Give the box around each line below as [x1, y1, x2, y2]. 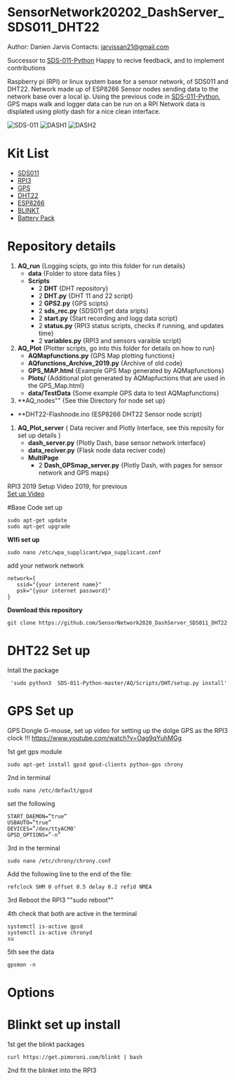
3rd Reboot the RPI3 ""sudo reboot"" [7, 896, 114, 904]
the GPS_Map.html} [27, 381, 85, 389]
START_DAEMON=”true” [7, 812, 68, 820]
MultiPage [27, 453, 59, 462]
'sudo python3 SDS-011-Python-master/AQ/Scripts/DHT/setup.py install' [10, 679, 228, 686]
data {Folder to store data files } [27, 269, 121, 277]
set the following [7, 799, 55, 808]
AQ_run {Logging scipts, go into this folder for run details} [17, 261, 186, 270]
